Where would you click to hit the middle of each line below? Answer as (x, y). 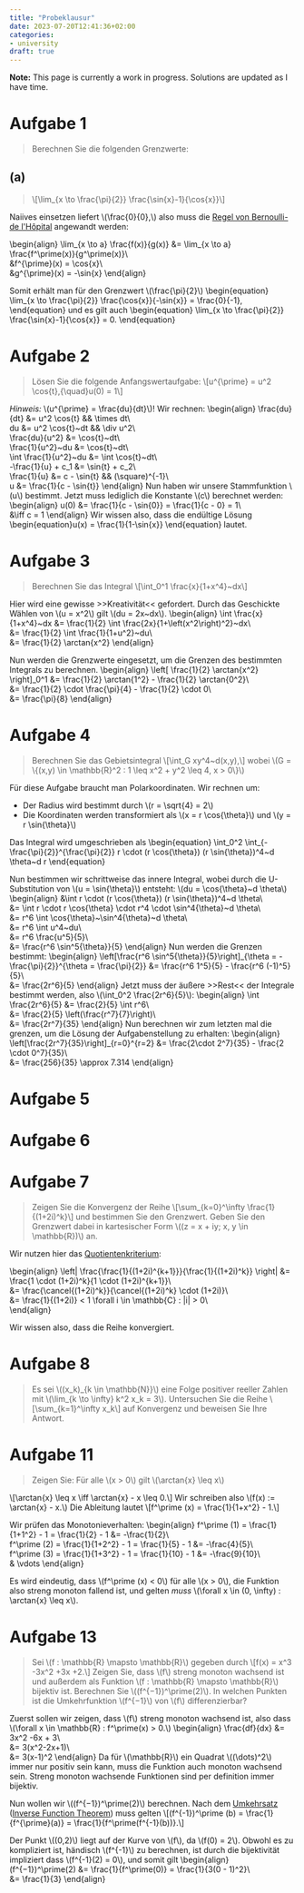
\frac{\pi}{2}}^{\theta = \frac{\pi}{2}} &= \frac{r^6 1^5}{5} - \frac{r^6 (137, 966)
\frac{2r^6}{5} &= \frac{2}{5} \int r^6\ (79, 1004)
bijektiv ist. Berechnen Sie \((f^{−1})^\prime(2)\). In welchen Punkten (159, 1691)
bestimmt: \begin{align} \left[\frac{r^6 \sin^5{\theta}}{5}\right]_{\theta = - (146, 956)
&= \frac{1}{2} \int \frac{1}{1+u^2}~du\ (81, 633)
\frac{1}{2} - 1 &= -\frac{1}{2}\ (113, 1534)
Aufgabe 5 (50, 1099)
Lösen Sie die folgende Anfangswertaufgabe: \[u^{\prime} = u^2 (152, 381)
